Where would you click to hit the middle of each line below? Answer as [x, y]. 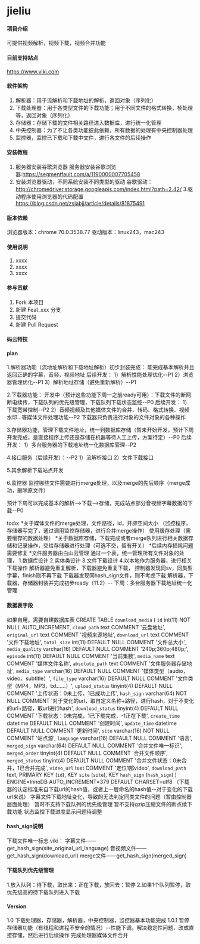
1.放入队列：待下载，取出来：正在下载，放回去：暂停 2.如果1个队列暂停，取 [99, 885]
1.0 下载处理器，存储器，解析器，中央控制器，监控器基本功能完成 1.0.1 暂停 [98, 920]
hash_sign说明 [25, 826]
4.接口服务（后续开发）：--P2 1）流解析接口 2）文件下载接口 [80, 457]
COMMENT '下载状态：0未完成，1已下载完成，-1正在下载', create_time [93, 715]
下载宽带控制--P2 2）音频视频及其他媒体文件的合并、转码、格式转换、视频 [98, 410]
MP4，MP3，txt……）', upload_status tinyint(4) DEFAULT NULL [95, 685]
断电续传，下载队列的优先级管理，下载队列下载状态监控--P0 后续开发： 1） [99, 402]
